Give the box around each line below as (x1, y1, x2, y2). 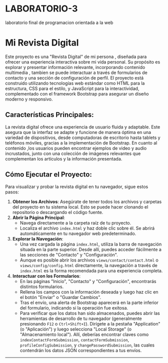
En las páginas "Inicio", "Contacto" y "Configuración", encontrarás (19, 278, 156, 284)
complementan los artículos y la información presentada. (5, 155, 122, 161)
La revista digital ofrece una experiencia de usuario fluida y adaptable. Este (5, 123, 160, 130)
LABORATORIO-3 (5, 3, 78, 14)
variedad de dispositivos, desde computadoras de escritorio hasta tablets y (5, 134, 161, 140)
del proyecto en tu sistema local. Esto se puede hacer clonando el (12, 203, 148, 210)
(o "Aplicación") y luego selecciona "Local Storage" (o (19, 326, 131, 332)
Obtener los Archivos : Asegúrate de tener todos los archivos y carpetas (12, 198, 162, 204)
